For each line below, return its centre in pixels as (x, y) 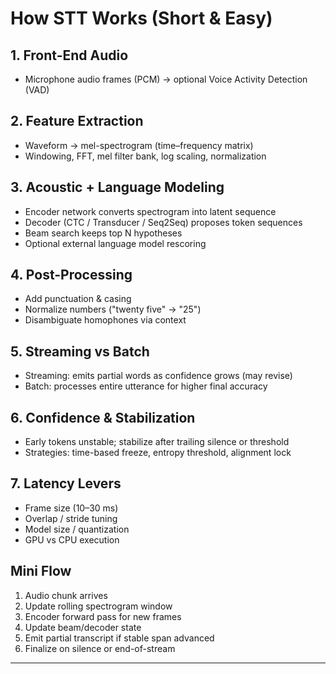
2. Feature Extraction (77, 121)
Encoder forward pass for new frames (103, 616)
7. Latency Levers (66, 483)
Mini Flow (41, 571)
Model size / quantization (77, 529)
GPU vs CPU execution (72, 539)
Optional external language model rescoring (115, 243)
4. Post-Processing (71, 275)
